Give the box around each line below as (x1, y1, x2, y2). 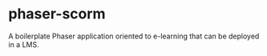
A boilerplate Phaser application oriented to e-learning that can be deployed (8, 31, 260, 41)
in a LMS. (8, 39, 39, 49)
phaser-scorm (8, 5, 106, 23)
